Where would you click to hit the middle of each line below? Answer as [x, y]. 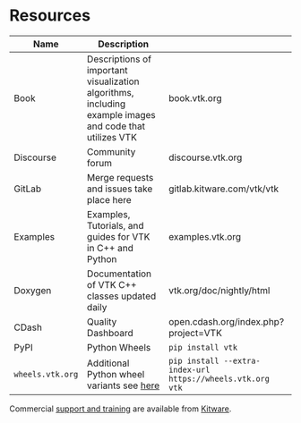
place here [109, 199]
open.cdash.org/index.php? [227, 321]
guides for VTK [118, 236]
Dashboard [110, 333]
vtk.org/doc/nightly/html [219, 290]
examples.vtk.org [205, 236]
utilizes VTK [112, 137]
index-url [189, 369]
